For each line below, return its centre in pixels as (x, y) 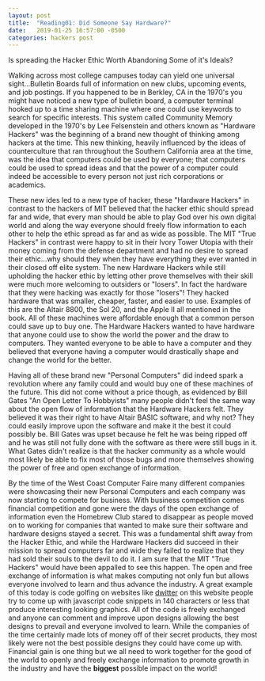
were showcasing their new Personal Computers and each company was (127, 492)
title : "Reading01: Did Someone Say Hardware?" (90, 23)
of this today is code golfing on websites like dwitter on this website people (131, 593)
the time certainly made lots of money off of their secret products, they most (133, 635)
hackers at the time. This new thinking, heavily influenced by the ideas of (127, 143)
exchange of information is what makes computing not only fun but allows (129, 576)
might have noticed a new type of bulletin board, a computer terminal (121, 101)
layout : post (30, 15)
